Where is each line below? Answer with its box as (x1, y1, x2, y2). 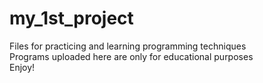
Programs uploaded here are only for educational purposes (9, 50, 254, 62)
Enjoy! (9, 61, 36, 73)
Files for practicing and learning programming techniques (9, 40, 247, 52)
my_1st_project (9, 7, 134, 30)
